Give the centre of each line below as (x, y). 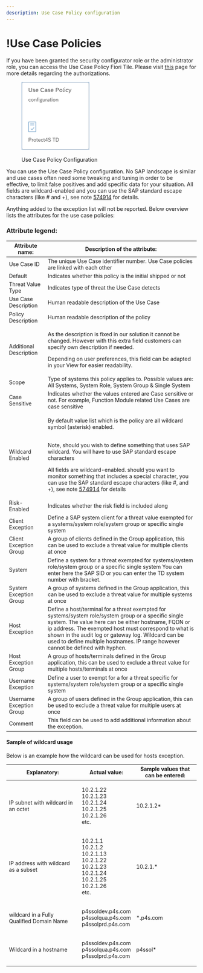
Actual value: (107, 772)
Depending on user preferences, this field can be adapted (119, 359)
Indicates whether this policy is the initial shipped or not (117, 276)
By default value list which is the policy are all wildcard (115, 420)
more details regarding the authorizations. (58, 73)
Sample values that (165, 769)
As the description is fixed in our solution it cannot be (114, 334)
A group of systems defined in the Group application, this (118, 588)
